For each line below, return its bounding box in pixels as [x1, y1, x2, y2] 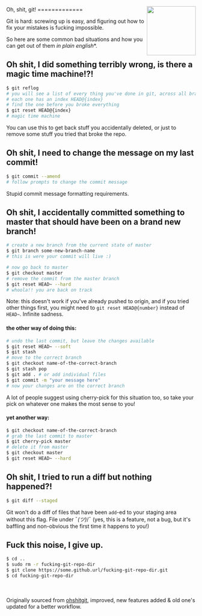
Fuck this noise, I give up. [6, 540, 103, 550]
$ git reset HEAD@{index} [6, 107, 71, 114]
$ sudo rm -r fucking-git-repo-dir [6, 562, 96, 568]
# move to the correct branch [6, 355, 82, 361]
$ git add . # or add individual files [6, 371, 106, 377]
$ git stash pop [6, 366, 47, 372]
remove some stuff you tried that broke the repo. [6, 130, 127, 138]
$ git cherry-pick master [6, 438, 71, 444]
